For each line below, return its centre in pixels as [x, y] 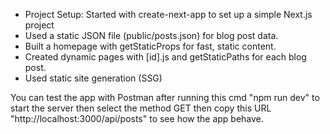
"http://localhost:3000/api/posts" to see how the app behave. [137, 118]
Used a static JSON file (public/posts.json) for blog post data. [151, 35]
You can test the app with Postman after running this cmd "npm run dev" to [165, 97]
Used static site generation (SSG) [93, 78]
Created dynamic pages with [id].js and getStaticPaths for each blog [165, 57]
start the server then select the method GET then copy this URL [141, 108]
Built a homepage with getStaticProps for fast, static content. [150, 46]
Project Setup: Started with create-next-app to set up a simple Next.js [168, 14]
